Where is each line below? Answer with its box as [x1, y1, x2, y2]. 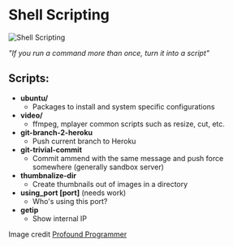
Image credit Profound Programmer [8, 229, 127, 239]
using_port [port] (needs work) [19, 188, 127, 198]
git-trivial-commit [19, 144, 83, 155]
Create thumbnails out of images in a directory [32, 179, 188, 189]
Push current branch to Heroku [32, 136, 136, 146]
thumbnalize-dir [19, 170, 77, 180]
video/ [19, 110, 43, 120]
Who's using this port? [32, 196, 108, 206]
